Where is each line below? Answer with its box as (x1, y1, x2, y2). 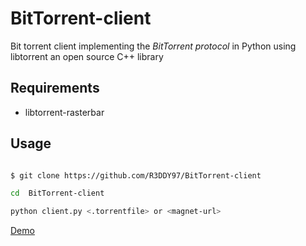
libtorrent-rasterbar (24, 106, 105, 118)
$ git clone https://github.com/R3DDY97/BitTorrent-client (10, 170, 262, 181)
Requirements (10, 80, 100, 97)
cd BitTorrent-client (10, 188, 105, 199)
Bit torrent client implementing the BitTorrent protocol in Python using (10, 40, 297, 52)
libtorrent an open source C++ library (10, 50, 164, 62)
